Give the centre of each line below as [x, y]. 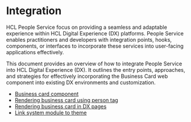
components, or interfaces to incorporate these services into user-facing [95, 46]
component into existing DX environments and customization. [81, 82]
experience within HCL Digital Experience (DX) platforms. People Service [95, 33]
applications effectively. [35, 52]
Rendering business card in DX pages [61, 106]
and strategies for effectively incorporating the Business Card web [87, 76]
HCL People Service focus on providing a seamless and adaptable [87, 27]
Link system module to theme [51, 113]
